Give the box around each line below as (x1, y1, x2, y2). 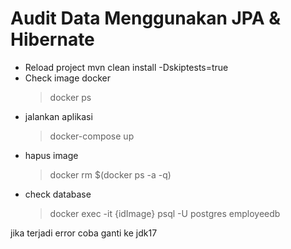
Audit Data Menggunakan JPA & (10, 7, 282, 30)
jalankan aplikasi (24, 110, 93, 122)
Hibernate (10, 28, 95, 51)
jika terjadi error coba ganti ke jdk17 (10, 227, 158, 239)
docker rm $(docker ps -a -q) (49, 168, 172, 181)
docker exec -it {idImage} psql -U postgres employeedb (49, 207, 281, 219)
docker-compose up (49, 130, 135, 142)
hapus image (24, 149, 79, 161)
